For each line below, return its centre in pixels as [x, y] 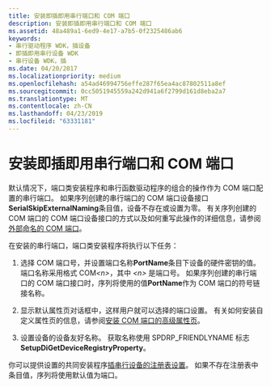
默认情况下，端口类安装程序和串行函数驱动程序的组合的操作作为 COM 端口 [132, 188]
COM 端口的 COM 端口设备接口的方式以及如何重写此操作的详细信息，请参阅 [135, 218]
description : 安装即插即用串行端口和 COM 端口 [80, 23]
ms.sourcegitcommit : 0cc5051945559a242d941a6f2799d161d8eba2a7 [117, 91]
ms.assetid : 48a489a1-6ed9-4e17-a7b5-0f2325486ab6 [95, 31]
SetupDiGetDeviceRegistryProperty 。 [85, 347]
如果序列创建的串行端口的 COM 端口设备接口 [134, 198]
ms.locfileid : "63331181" [52, 121]
